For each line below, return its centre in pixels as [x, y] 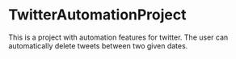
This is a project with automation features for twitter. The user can [118, 37]
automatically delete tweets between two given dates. [98, 45]
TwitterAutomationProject [98, 15]
